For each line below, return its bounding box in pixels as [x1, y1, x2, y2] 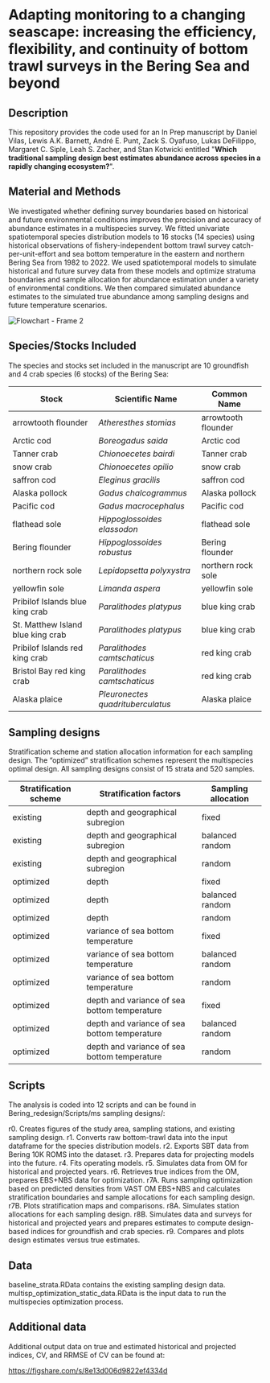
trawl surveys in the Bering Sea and [8, 57, 251, 76]
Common [211, 388, 247, 399]
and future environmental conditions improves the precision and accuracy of [8, 215, 262, 224]
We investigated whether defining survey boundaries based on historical [8, 206, 249, 216]
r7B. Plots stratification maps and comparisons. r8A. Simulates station [8, 1201, 239, 1211]
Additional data [8, 1320, 87, 1334]
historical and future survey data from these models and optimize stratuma [8, 265, 256, 275]
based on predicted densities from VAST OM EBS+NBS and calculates [8, 1184, 241, 1194]
